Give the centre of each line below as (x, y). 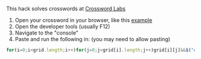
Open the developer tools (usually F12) (63, 27)
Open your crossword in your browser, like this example (83, 20)
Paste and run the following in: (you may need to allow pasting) (92, 39)
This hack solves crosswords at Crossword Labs (66, 9)
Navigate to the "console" (47, 33)
